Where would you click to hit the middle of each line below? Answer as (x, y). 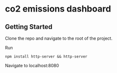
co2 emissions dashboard (58, 9)
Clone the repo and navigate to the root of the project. (59, 38)
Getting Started (29, 27)
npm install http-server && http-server (46, 57)
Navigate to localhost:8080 (32, 66)
